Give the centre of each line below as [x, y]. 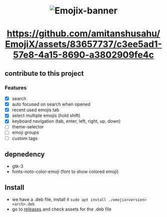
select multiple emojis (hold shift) [46, 116]
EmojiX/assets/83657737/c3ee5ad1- [83, 44]
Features [16, 88]
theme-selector [28, 127]
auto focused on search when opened [51, 104]
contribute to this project [44, 73]
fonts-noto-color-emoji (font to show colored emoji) [65, 172]
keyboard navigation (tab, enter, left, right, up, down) [66, 121]
